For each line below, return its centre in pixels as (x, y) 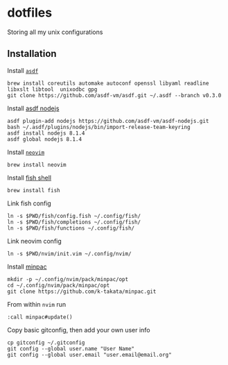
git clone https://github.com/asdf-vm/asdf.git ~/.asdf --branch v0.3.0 (114, 95)
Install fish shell (29, 178)
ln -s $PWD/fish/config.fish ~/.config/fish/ (74, 216)
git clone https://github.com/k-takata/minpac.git (82, 291)
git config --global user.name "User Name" (71, 348)
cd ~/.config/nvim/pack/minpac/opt (59, 285)
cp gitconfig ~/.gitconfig (46, 342)
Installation (32, 54)
